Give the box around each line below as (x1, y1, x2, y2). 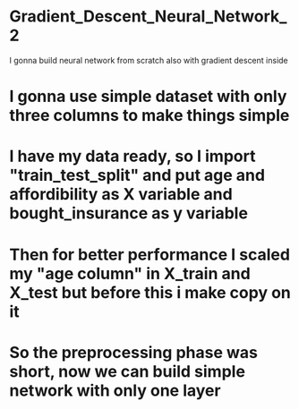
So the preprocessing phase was (9, 342, 258, 362)
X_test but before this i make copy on (9, 282, 291, 302)
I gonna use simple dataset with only (9, 87, 287, 107)
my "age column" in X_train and (9, 263, 251, 284)
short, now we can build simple (9, 361, 246, 381)
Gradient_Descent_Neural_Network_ (9, 6, 287, 27)
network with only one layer (9, 380, 221, 400)
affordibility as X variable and (9, 184, 233, 205)
